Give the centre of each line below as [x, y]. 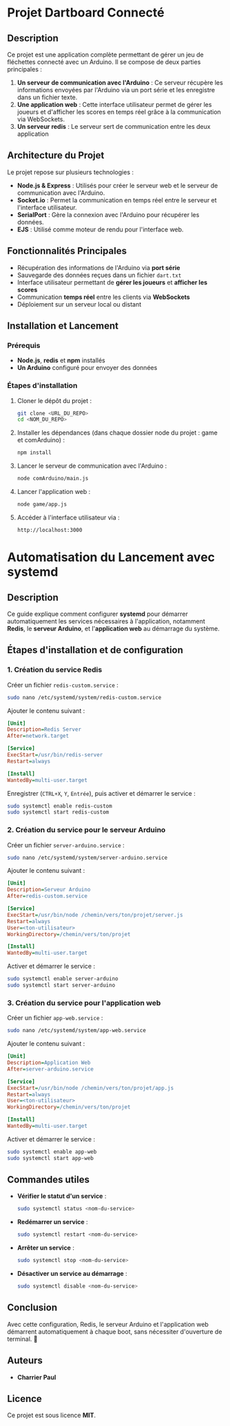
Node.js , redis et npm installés [61, 360]
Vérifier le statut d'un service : [62, 1196]
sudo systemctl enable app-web [52, 1152]
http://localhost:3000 [50, 530]
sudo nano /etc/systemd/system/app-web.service [77, 1031]
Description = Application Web [49, 1063]
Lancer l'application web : [54, 492]
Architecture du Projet [56, 155]
